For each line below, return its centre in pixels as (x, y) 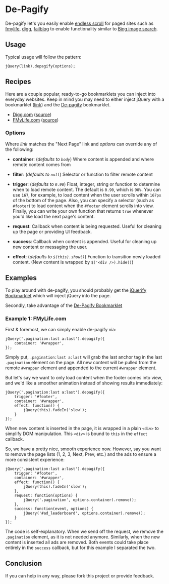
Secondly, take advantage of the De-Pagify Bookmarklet (64, 305)
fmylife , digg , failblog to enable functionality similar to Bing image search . (81, 28)
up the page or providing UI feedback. (52, 231)
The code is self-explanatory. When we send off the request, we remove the (84, 531)
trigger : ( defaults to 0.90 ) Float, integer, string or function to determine (86, 184)
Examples (21, 278)
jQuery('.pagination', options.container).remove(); (80, 500)
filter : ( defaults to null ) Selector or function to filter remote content (82, 174)
